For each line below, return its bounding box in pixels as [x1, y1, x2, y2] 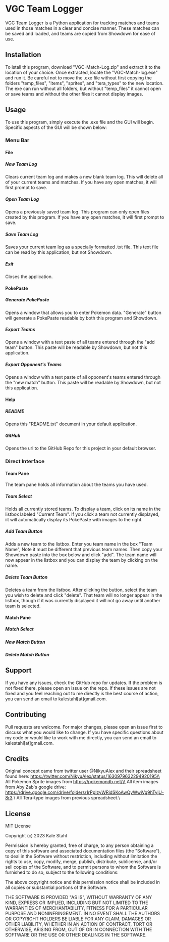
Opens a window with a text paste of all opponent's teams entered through [5, 374, 160, 380]
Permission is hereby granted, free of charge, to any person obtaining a [5, 842, 154, 848]
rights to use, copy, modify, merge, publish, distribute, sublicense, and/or [5, 859, 157, 865]
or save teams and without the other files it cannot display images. [5, 91, 143, 97]
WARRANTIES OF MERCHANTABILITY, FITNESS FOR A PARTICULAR [5, 905, 148, 911]
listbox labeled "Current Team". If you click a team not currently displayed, [5, 511, 160, 517]
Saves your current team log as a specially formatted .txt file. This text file [5, 244, 159, 250]
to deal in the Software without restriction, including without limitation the [5, 853, 157, 860]
